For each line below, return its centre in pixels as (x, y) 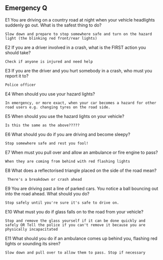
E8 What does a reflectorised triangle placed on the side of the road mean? (81, 170)
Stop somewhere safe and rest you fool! (47, 143)
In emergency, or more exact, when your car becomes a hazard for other (81, 103)
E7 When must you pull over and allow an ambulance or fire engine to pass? (81, 152)
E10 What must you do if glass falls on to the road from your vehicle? (74, 212)
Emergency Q (26, 8)
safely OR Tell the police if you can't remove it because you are (75, 225)
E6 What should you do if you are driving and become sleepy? (68, 134)
